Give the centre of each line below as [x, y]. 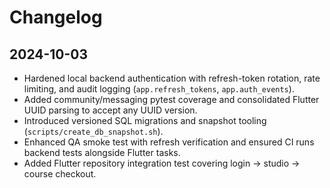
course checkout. [60, 174]
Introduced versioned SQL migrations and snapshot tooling [145, 120]
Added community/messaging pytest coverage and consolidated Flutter [171, 99]
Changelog [56, 17]
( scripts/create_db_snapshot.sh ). [93, 131]
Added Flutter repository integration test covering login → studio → [162, 163]
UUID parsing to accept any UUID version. [110, 110]
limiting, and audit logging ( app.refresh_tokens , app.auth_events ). [159, 89]
